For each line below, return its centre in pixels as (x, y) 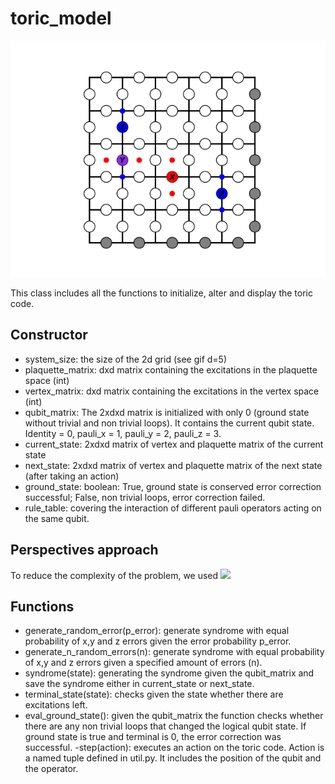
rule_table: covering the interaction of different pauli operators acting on (173, 508)
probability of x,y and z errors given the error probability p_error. (158, 641)
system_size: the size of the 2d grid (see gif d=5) (126, 359)
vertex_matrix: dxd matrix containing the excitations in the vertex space (172, 391)
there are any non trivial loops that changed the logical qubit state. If (165, 726)
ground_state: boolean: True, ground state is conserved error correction (173, 486)
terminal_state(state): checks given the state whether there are (154, 694)
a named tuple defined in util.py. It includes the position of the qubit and (173, 758)
